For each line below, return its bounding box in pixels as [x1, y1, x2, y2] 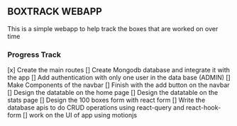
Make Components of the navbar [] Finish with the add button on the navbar [7, 81, 230, 89]
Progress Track [7, 50, 62, 59]
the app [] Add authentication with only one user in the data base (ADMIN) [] [7, 74, 231, 82]
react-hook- [185, 103, 221, 112]
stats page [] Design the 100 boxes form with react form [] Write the [7, 96, 206, 105]
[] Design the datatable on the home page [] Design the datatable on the [7, 88, 219, 97]
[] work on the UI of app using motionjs [22, 111, 137, 120]
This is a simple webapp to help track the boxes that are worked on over [7, 24, 219, 33]
